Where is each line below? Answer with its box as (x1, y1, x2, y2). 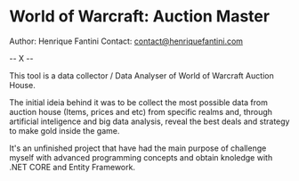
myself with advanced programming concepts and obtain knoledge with (9, 152, 273, 162)
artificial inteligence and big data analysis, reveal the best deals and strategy (9, 116, 290, 127)
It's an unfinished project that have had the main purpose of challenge (9, 143, 267, 153)
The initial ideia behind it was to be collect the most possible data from (9, 96, 269, 108)
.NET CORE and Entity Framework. (9, 161, 136, 172)
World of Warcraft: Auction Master (9, 6, 270, 27)
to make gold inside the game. (9, 125, 120, 136)
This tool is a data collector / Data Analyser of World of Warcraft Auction (9, 70, 274, 81)
